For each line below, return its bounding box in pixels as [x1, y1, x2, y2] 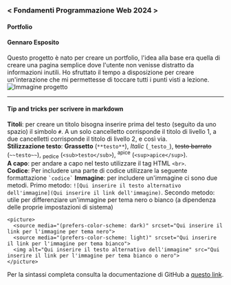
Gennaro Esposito [7, 38, 60, 47]
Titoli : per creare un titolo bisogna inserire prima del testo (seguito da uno [7, 119, 217, 128]
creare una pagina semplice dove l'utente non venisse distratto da [7, 60, 195, 69]
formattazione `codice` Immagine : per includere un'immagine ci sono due [7, 174, 218, 182]
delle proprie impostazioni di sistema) [7, 203, 113, 212]
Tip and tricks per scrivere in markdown [7, 105, 124, 113]
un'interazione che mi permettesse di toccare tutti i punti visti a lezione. [7, 75, 210, 84]
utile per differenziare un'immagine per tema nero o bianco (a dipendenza [7, 196, 217, 204]
